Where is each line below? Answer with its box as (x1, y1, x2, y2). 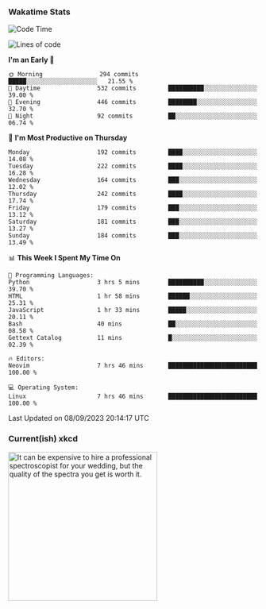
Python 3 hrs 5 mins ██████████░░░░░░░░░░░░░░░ (8, 279, 258, 287)
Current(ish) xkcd (8, 434, 78, 445)
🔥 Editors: (8, 355, 45, 363)
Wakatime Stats (8, 6, 71, 17)
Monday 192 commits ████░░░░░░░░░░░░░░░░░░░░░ (8, 148, 258, 156)
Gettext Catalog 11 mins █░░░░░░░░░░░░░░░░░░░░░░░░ (8, 334, 258, 342)
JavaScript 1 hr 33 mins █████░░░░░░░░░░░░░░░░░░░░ (8, 306, 258, 314)
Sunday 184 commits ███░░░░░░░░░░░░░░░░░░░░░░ (8, 232, 258, 240)
